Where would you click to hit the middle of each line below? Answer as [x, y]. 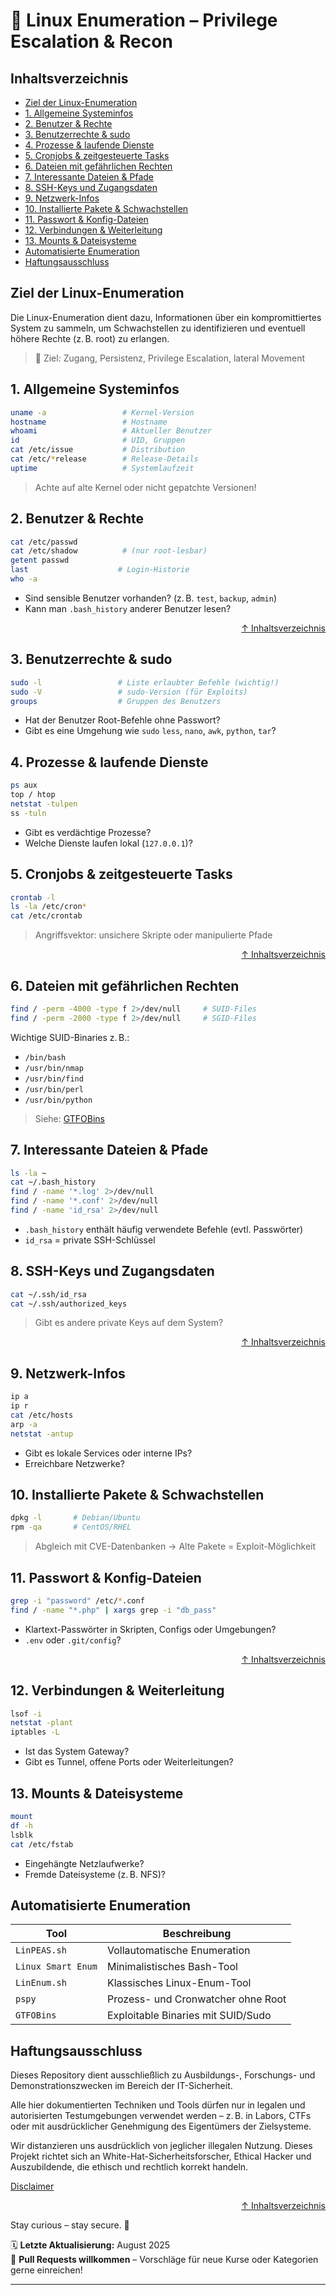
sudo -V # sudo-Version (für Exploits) [129, 692]
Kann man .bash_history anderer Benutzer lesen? [128, 608]
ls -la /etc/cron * [48, 907]
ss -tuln [28, 813]
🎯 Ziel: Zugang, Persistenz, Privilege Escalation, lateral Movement [170, 358]
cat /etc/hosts [42, 1415]
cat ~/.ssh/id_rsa [48, 1294]
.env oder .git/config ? [73, 1640]
